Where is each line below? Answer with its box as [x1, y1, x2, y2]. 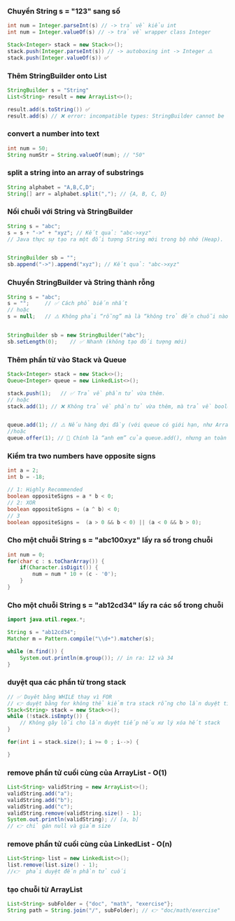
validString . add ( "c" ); [7, 803, 73, 810]
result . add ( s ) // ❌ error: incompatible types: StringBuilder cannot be [7, 112, 225, 120]
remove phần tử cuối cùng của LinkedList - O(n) [7, 839, 173, 849]
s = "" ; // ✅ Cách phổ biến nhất [7, 300, 128, 307]
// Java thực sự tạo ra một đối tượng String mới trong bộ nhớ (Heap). [7, 236, 224, 243]
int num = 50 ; [7, 145, 49, 152]
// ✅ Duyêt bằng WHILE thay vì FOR [7, 693, 113, 701]
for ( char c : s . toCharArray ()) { [7, 558, 105, 565]
